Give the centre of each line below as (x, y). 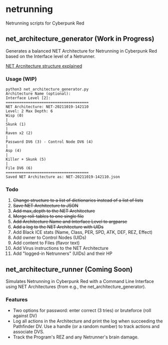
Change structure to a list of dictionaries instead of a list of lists (78, 200)
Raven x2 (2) (19, 133)
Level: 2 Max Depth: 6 (29, 111)
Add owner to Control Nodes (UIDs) (49, 238)
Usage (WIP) (21, 79)
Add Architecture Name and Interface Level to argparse (70, 222)
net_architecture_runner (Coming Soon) (69, 269)
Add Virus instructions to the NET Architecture (61, 248)
